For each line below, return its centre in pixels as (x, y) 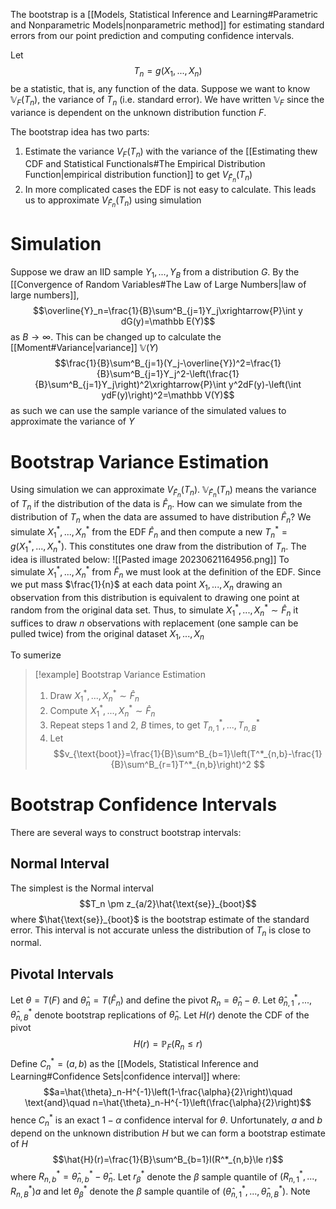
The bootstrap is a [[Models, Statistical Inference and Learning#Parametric (164, 14)
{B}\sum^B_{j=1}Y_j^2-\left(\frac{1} (168, 374)
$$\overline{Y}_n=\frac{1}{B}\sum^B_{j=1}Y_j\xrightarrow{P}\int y (167, 311)
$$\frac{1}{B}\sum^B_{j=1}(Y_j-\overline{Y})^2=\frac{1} (168, 363)
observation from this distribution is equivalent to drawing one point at (155, 598)
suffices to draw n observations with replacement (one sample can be (154, 623)
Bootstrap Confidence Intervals (144, 804)
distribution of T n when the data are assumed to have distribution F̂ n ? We (161, 518)
